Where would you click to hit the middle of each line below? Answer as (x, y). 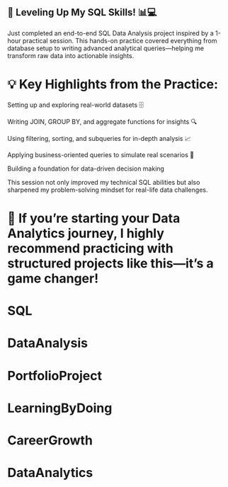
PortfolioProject (55, 376)
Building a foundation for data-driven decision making (86, 168)
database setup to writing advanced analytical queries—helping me (106, 48)
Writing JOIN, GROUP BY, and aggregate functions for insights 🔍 (102, 121)
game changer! (53, 278)
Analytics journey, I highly (86, 233)
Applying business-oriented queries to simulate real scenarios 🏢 (101, 154)
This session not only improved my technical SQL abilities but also (104, 182)
